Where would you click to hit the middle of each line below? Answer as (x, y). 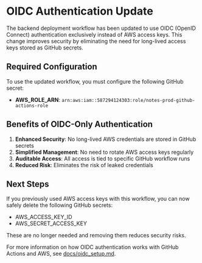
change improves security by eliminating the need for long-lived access (96, 41)
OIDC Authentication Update (80, 11)
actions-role (32, 106)
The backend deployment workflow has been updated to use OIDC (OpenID (101, 28)
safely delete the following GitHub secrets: (60, 205)
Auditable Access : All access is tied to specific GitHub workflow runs (103, 158)
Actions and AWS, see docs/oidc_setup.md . (61, 254)
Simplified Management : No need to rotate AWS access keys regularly (104, 152)
